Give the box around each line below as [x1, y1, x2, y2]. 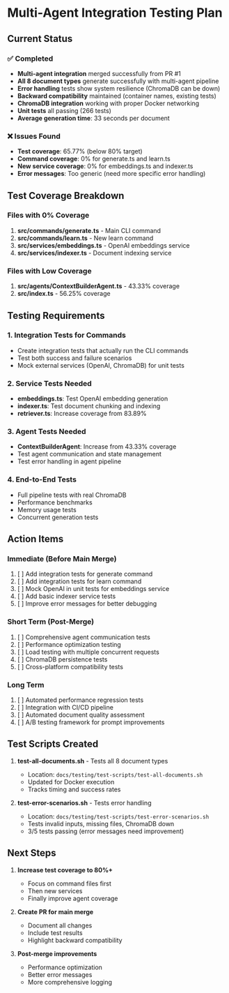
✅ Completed [7, 54, 54, 64]
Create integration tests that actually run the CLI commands [17, 346, 189, 354]
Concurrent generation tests [17, 513, 99, 521]
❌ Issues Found [7, 131, 61, 141]
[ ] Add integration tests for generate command [17, 570, 153, 578]
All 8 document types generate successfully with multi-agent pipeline [17, 77, 219, 85]
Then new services [27, 886, 83, 895]
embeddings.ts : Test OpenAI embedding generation [17, 394, 168, 403]
